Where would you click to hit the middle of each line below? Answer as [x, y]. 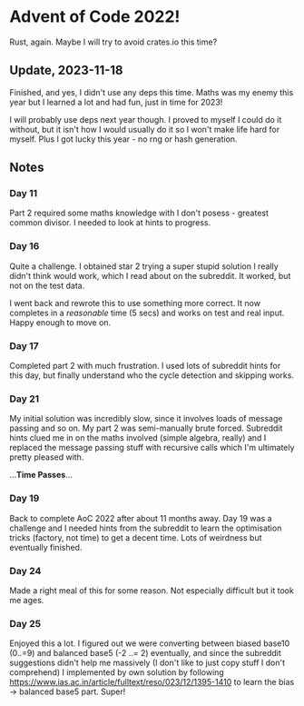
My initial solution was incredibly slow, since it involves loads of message [146, 419]
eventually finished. [46, 547]
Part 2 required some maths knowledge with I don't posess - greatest [139, 213]
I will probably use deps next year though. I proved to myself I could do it [146, 119]
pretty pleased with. [47, 457]
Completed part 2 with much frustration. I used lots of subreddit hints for [145, 366]
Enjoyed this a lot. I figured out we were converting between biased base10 [150, 643]
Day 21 [25, 399]
